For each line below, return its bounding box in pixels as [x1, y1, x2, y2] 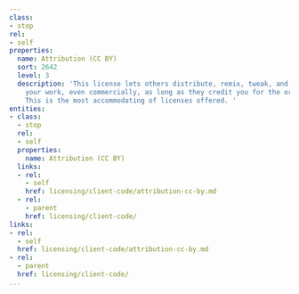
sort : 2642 [17, 63, 58, 72]
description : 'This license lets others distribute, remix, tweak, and [17, 79, 289, 88]
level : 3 [17, 71, 50, 80]
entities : [9, 104, 46, 113]
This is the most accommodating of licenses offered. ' [25, 95, 238, 105]
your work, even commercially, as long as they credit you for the [25, 87, 280, 96]
